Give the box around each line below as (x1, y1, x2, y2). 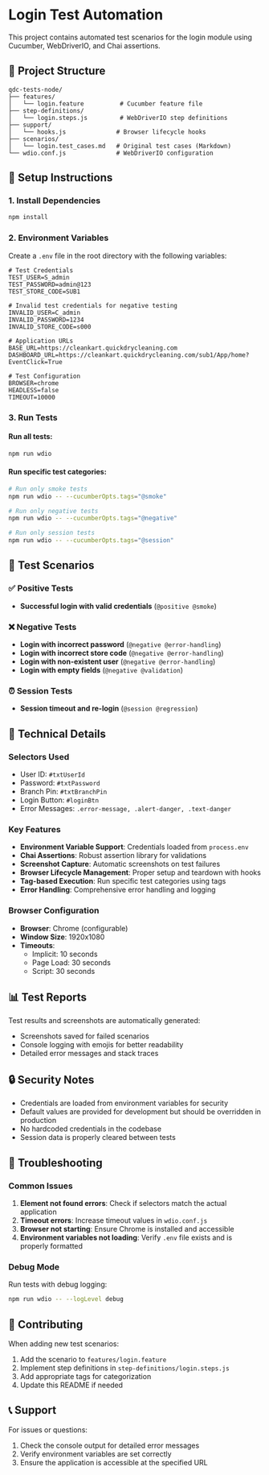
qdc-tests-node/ (8, 85, 63, 93)
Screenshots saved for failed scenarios (19, 1031, 150, 1041)
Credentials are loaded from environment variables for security (19, 1098, 229, 1108)
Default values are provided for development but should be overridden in (19, 1107, 262, 1117)
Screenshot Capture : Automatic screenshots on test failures (19, 860, 221, 869)
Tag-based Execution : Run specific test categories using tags (19, 876, 226, 886)
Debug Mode (8, 1261, 60, 1272)
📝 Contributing (8, 1317, 84, 1331)
